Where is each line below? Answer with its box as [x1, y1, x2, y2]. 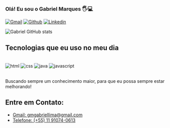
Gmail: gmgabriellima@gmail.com [12, 112, 82, 118]
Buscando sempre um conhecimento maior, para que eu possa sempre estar [5, 78, 165, 84]
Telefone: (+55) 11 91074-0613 [12, 117, 76, 123]
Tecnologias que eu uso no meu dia [5, 43, 119, 52]
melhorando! [5, 83, 32, 89]
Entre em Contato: [5, 98, 64, 107]
